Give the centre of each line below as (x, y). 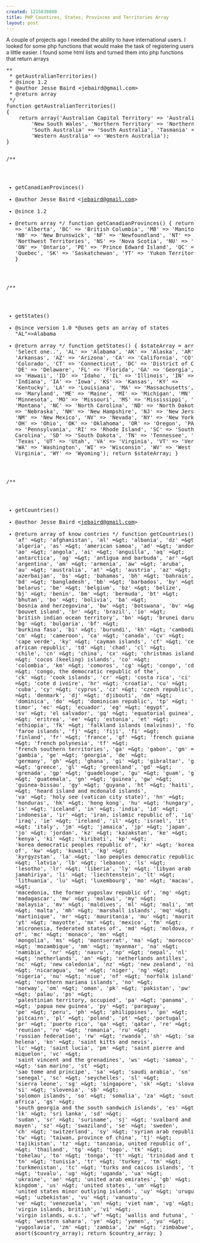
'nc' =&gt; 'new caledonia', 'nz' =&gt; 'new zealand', (98, 965)
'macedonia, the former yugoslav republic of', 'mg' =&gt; (103, 893)
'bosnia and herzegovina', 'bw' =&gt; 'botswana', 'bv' (98, 606)
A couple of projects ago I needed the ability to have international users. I (96, 40)
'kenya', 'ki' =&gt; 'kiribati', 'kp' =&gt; (81, 839)
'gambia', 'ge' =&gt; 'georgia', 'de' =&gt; (81, 755)
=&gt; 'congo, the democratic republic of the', (87, 672)
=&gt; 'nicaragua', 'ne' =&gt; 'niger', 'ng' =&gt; (92, 970)
